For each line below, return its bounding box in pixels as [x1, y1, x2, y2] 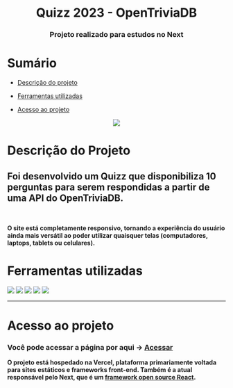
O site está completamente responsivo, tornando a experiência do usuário [7, 224, 225, 232]
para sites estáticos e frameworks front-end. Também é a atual [7, 366, 193, 374]
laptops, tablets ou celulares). [7, 239, 96, 248]
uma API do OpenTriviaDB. [7, 192, 123, 204]
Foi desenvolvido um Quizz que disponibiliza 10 [7, 170, 216, 182]
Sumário [7, 56, 57, 71]
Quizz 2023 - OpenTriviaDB [35, 5, 198, 21]
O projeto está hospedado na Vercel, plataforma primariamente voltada [7, 358, 217, 366]
